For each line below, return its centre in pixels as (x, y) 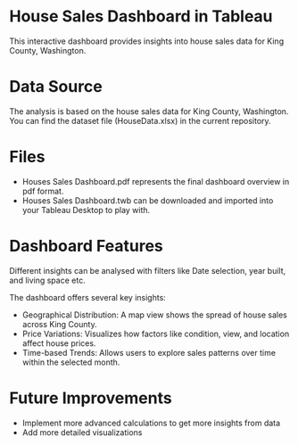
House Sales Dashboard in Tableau (141, 16)
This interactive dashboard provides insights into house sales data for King (146, 41)
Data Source (56, 87)
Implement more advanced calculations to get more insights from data (151, 423)
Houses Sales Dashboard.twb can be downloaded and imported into (148, 200)
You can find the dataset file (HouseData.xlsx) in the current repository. (140, 120)
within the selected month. (71, 362)
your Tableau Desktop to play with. (86, 210)
